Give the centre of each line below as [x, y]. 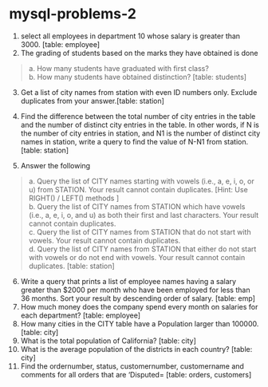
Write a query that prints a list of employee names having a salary [128, 281]
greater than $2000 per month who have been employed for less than [135, 290]
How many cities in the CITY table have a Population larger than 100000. [140, 323]
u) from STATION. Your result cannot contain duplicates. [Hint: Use [138, 189]
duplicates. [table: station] [71, 266]
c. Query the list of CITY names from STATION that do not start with [140, 231]
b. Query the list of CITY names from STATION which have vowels [137, 206]
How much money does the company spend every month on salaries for [139, 306]
